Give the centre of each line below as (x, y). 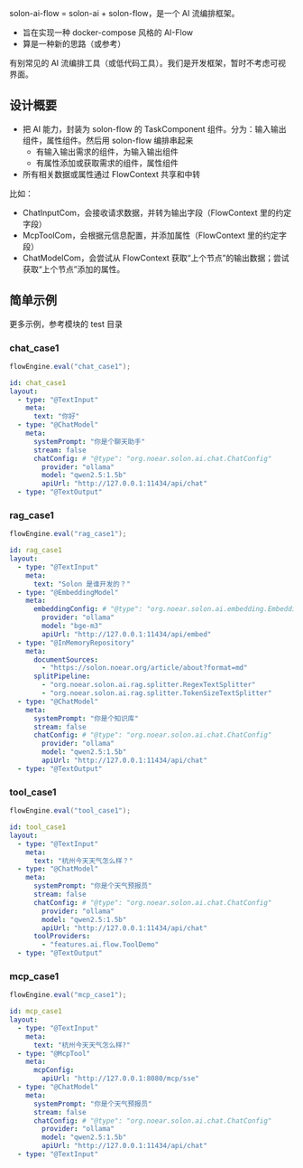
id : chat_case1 (38, 382)
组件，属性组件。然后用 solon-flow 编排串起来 (108, 140)
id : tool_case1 (38, 827)
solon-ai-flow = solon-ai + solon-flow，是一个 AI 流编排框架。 (124, 13)
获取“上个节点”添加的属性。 (73, 268)
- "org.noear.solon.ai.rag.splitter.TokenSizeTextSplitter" (157, 693)
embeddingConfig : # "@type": (88, 609)
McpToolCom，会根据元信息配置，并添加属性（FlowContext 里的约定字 (154, 235)
